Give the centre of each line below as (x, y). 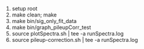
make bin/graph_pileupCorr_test (51, 27)
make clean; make (34, 15)
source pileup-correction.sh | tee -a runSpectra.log (75, 40)
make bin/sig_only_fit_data (44, 21)
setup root (24, 9)
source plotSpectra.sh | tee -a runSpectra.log (68, 34)
